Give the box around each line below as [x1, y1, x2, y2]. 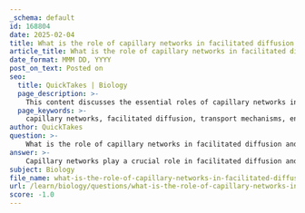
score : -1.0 [9, 190, 54, 199]
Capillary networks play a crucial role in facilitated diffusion [25, 156, 282, 166]
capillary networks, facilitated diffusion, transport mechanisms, [25, 114, 286, 123]
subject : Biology [9, 165, 75, 174]
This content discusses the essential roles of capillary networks [25, 97, 286, 107]
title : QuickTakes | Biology [17, 81, 128, 90]
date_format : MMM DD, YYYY [9, 55, 112, 64]
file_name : [9, 173, 51, 182]
